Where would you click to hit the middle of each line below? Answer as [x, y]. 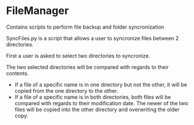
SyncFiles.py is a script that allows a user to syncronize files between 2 [93, 38]
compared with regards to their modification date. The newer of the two [101, 103]
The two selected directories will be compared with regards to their [88, 67]
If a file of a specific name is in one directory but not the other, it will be [101, 84]
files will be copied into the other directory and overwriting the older [97, 109]
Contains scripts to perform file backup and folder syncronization [85, 27]
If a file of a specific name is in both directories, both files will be [93, 97]
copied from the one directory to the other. [66, 91]
